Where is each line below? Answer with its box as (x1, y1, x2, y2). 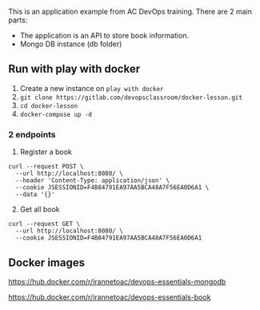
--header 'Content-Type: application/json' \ (15, 177, 170, 185)
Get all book (19, 205, 60, 214)
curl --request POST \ (8, 163, 84, 171)
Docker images (8, 256, 86, 269)
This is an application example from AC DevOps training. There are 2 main (8, 7, 252, 16)
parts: (8, 15, 28, 25)
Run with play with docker (8, 62, 141, 76)
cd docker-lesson (19, 101, 78, 110)
